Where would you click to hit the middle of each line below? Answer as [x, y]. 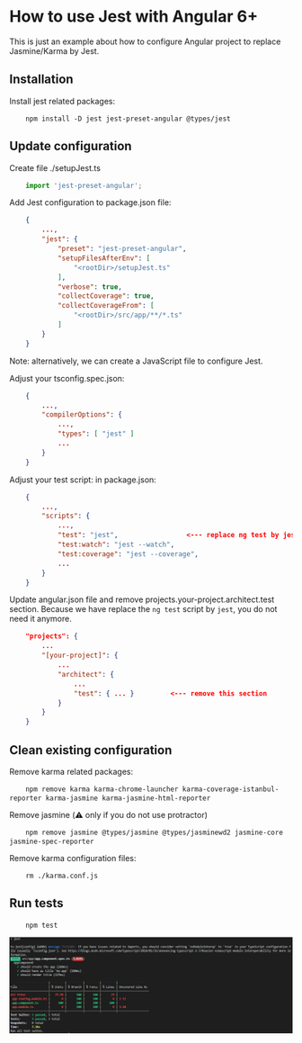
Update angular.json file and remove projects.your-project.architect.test [142, 599]
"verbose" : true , [90, 287]
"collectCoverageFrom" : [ [106, 306]
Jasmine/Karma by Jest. [54, 50]
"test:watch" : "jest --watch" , [116, 545]
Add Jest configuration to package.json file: [90, 202]
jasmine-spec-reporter [52, 841]
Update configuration [71, 146]
